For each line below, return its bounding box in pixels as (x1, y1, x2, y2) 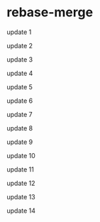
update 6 (6, 96, 33, 105)
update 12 (6, 179, 36, 187)
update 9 (6, 138, 33, 146)
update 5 (6, 82, 33, 91)
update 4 (6, 69, 33, 77)
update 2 (6, 41, 33, 50)
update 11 (6, 165, 35, 174)
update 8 (6, 123, 33, 132)
